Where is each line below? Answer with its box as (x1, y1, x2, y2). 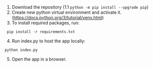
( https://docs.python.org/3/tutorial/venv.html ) (11, 15, 104, 20)
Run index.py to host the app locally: (11, 38, 85, 44)
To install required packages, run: (11, 20, 79, 26)
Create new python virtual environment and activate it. (11, 9, 122, 15)
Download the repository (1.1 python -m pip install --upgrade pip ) (11, 4, 149, 10)
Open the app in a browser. (11, 56, 67, 62)
